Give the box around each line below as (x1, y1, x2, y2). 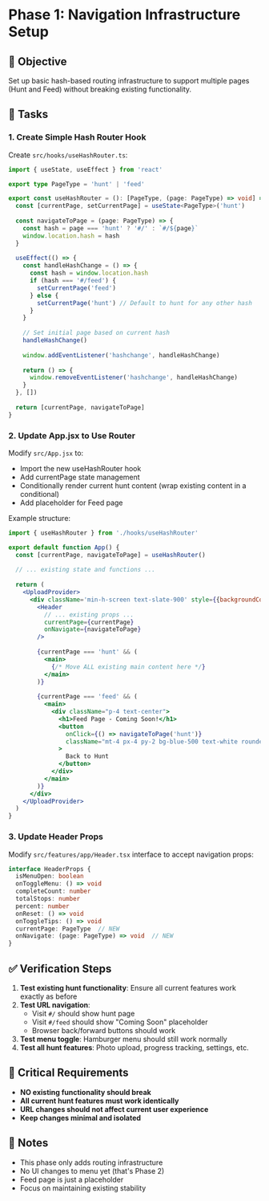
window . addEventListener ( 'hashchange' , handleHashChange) (22, 351, 220, 359)
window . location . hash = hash (22, 231, 120, 240)
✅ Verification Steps (8, 962, 112, 975)
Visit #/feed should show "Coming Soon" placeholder (31, 1017, 208, 1027)
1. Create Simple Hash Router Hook (8, 132, 147, 143)
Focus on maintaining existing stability (19, 1183, 147, 1193)
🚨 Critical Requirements (8, 1066, 130, 1080)
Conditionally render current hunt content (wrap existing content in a (19, 480, 247, 491)
